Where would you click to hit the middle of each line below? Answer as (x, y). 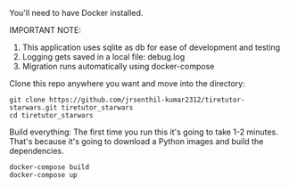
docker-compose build (50, 167)
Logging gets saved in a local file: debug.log (103, 57)
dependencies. (37, 151)
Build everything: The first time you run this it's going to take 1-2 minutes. (144, 132)
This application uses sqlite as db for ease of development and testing (151, 47)
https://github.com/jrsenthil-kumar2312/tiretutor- (147, 100)
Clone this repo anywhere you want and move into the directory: (127, 83)
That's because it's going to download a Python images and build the (136, 141)
